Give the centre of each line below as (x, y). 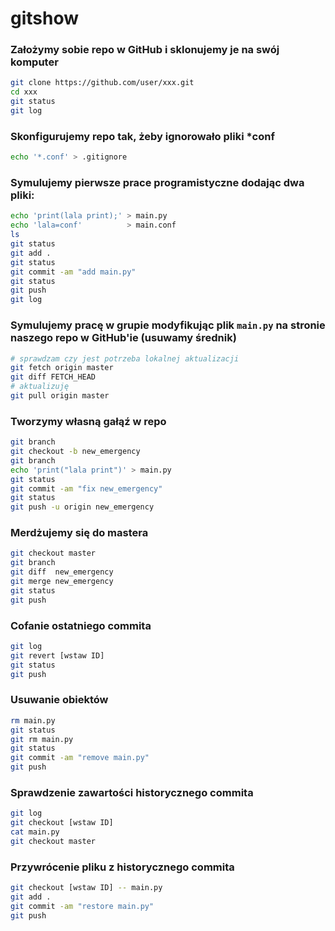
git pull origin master (60, 396)
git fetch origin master (62, 368)
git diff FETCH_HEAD (53, 377)
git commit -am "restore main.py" (82, 906)
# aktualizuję (40, 387)
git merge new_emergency (62, 582)
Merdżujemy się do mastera (79, 533)
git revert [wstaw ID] (57, 655)
